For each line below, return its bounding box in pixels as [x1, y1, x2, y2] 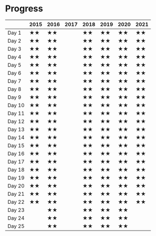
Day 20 [7, 182, 25, 189]
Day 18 [7, 166, 25, 173]
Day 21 [7, 190, 25, 197]
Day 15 [7, 142, 25, 149]
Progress [5, 3, 43, 14]
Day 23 [7, 206, 25, 213]
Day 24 [7, 214, 25, 221]
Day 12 [7, 118, 25, 124]
